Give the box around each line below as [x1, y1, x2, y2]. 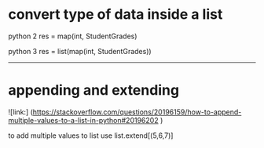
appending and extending [8, 81, 179, 99]
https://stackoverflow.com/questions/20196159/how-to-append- [32, 107, 242, 117]
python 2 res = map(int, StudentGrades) [8, 31, 137, 41]
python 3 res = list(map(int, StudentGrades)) [8, 46, 152, 56]
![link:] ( [8, 107, 34, 117]
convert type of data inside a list [8, 5, 223, 23]
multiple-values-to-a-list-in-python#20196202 [8, 115, 159, 125]
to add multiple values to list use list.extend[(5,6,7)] [8, 131, 174, 140]
